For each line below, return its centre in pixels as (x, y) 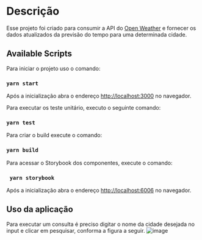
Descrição (33, 11)
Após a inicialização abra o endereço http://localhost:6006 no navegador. (99, 190)
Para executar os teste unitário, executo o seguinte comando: (84, 108)
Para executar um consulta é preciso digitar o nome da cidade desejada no (101, 224)
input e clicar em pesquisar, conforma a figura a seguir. (76, 230)
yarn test (21, 122)
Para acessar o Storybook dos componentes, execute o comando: (89, 163)
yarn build (22, 150)
